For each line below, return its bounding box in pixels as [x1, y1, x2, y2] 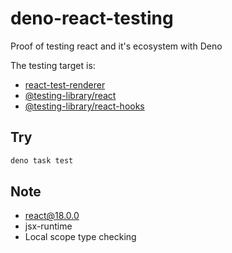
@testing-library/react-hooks [24, 100, 145, 112]
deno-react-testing [10, 7, 174, 30]
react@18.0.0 [24, 210, 80, 222]
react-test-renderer [24, 78, 106, 91]
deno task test [10, 155, 74, 166]
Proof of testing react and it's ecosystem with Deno [10, 40, 223, 52]
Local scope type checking [24, 231, 137, 243]
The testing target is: [10, 59, 96, 71]
